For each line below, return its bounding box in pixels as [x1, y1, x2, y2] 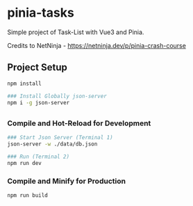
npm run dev [7, 159, 42, 166]
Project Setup [7, 61, 68, 74]
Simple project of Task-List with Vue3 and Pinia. [7, 28, 144, 36]
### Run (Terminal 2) [7, 153, 70, 160]
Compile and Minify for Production [7, 176, 126, 186]
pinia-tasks [7, 5, 74, 21]
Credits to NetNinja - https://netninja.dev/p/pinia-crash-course [7, 41, 186, 49]
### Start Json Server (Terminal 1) [7, 134, 113, 141]
